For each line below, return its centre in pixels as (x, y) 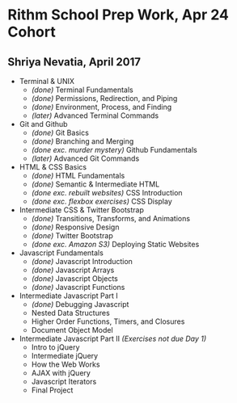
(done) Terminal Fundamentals (83, 90)
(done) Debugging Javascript (80, 304)
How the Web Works (66, 364)
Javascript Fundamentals (61, 253)
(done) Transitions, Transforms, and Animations (111, 218)
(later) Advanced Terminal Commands (95, 115)
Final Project (52, 390)
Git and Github (43, 124)
